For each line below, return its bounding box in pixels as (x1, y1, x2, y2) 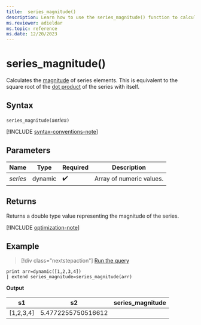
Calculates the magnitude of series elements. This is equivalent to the (6, 77, 178, 84)
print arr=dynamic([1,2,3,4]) (6, 269, 82, 275)
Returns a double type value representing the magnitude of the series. (6, 212, 179, 219)
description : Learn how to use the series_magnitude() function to (6, 14, 178, 20)
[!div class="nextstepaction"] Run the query (20, 257, 130, 264)
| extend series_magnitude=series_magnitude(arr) (6, 274, 133, 280)
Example (6, 241, 39, 251)
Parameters (6, 145, 51, 156)
